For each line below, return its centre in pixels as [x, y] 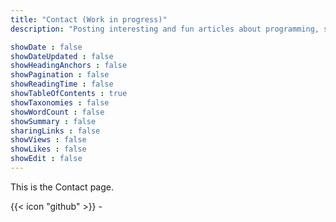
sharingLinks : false [55, 131]
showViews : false [48, 140]
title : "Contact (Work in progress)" [89, 19]
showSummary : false [53, 121]
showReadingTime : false [62, 84]
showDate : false [46, 47]
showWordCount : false [57, 112]
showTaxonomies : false [60, 102]
